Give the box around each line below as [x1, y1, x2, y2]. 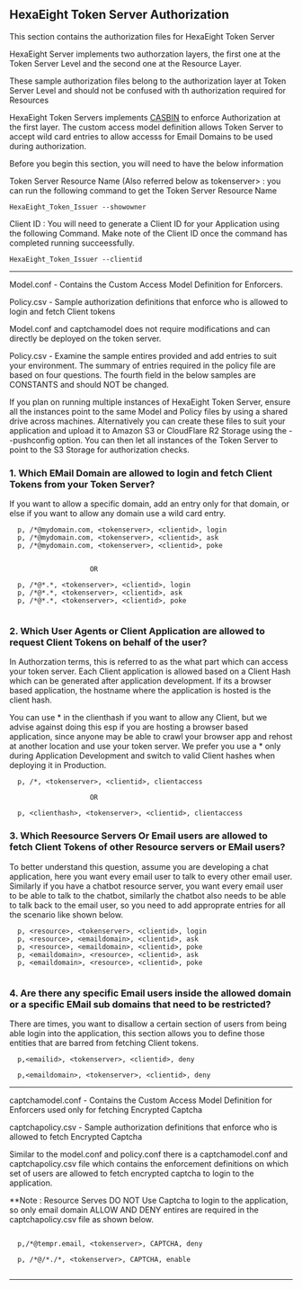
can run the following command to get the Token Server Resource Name [9, 184, 277, 196]
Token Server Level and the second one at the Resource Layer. [9, 58, 242, 68]
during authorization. [9, 140, 87, 151]
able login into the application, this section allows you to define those [9, 1028, 265, 1038]
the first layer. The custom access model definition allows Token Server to [9, 121, 284, 132]
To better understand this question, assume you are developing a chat [9, 861, 269, 872]
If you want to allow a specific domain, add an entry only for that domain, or [9, 498, 289, 509]
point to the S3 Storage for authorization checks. [9, 444, 191, 455]
